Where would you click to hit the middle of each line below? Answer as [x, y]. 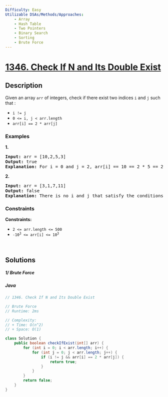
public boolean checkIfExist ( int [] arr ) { [59, 343]
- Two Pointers [30, 29]
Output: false [22, 191]
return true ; [63, 362]
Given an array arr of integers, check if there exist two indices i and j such [83, 98]
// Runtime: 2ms [22, 311]
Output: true [21, 162]
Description [24, 86]
